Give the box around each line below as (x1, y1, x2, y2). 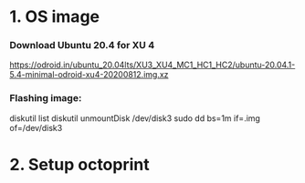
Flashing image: (9, 92, 82, 105)
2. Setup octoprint (9, 154, 150, 175)
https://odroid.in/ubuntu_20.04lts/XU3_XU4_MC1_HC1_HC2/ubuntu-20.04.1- (9, 59, 296, 70)
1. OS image (9, 6, 100, 27)
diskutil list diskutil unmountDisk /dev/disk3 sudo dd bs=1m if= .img (9, 112, 260, 124)
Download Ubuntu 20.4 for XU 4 (9, 39, 155, 52)
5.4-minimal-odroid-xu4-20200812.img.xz (9, 69, 169, 80)
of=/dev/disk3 (9, 122, 63, 133)
